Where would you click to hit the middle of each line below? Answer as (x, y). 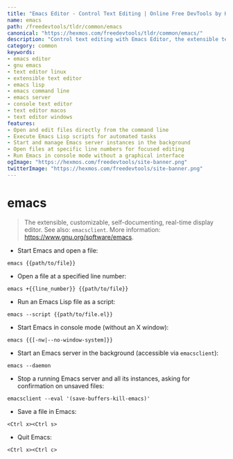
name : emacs (24, 20)
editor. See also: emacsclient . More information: (92, 229)
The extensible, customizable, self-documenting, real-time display (119, 222)
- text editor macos (37, 110)
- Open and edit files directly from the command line (88, 130)
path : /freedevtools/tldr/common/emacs (65, 26)
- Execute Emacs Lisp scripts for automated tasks (82, 136)
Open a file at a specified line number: (72, 276)
